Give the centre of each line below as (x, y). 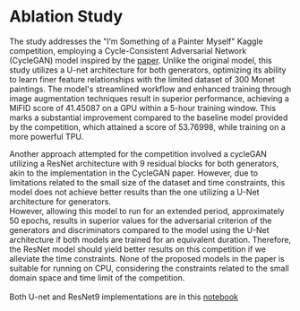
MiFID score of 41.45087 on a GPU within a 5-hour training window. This (142, 108)
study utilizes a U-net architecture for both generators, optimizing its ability (148, 70)
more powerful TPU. (47, 136)
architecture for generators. (60, 201)
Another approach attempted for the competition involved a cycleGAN (138, 153)
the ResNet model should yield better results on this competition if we (138, 249)
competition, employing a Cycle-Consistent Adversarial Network (128, 50)
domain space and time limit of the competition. (97, 277)
